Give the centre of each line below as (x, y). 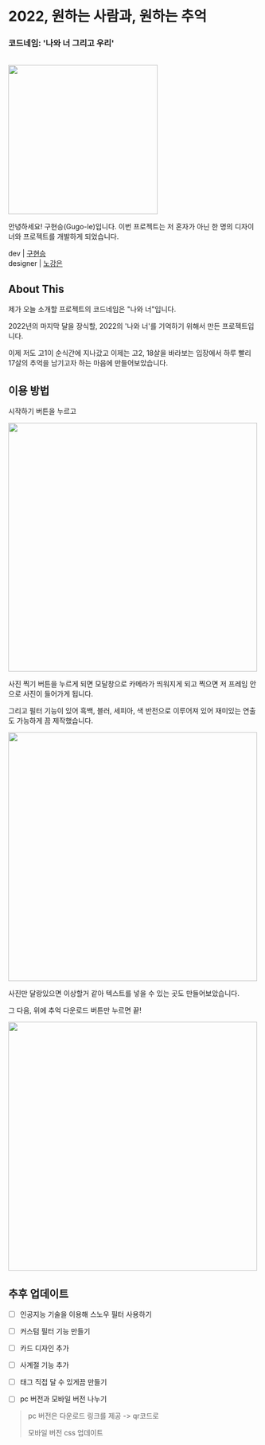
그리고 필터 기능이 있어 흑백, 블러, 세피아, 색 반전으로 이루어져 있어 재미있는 (125, 711)
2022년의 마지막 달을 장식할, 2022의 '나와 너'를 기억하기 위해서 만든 (114, 326)
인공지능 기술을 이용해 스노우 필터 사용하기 (86, 1314)
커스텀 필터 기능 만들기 (55, 1331)
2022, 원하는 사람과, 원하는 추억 (107, 16)
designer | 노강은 (35, 264)
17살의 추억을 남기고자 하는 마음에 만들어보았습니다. (88, 363)
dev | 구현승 (27, 254)
